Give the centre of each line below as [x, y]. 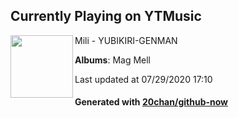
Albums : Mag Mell [112, 60]
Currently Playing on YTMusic [106, 16]
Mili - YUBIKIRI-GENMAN [126, 40]
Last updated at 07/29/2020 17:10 [143, 79]
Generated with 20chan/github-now [151, 102]
